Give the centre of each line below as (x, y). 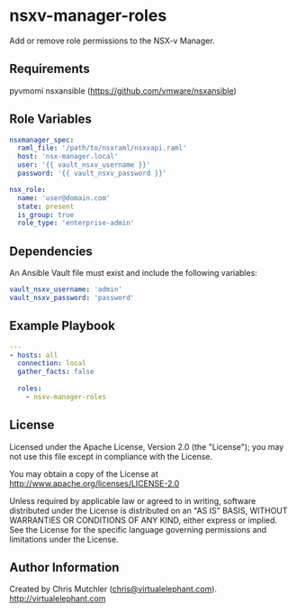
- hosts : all (34, 355)
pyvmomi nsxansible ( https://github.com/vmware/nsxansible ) (123, 90)
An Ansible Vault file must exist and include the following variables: (134, 273)
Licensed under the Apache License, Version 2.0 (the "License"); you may (147, 446)
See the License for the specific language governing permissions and (138, 529)
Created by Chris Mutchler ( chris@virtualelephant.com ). (113, 589)
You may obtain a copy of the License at (84, 473)
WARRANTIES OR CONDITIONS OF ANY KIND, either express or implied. (143, 520)
